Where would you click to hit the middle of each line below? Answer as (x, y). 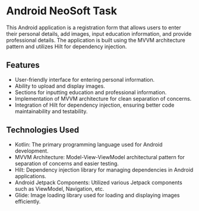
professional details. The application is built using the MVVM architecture (96, 40)
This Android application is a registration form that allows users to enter (94, 27)
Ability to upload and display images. (60, 86)
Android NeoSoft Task (62, 11)
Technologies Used (42, 130)
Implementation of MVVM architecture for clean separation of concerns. (103, 98)
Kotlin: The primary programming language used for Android (89, 144)
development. (31, 151)
